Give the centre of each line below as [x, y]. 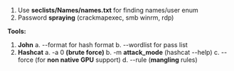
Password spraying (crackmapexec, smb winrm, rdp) [96, 18]
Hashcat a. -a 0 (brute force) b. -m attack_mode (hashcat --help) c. [118, 52]
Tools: [17, 31]
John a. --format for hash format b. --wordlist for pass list [103, 45]
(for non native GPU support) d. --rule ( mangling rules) [116, 60]
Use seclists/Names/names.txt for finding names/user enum [108, 10]
